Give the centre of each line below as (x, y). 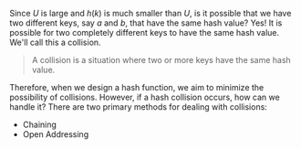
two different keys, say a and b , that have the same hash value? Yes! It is (146, 23)
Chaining (40, 124)
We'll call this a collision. (56, 42)
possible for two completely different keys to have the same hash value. (145, 32)
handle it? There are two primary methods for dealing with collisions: (138, 107)
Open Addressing (56, 134)
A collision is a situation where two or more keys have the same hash (161, 60)
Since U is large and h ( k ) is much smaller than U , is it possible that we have (150, 13)
